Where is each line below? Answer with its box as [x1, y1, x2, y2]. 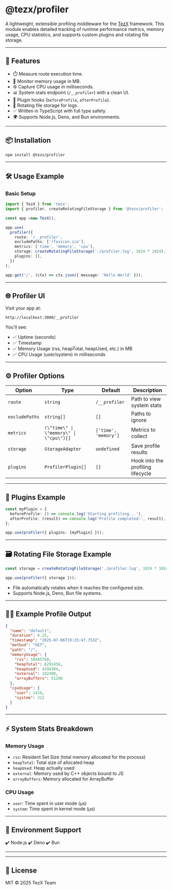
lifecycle [131, 470, 152, 477]
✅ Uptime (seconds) [12, 334, 56, 340]
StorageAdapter [44, 446, 81, 452]
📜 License [5, 866, 37, 875]
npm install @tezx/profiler [5, 152, 66, 157]
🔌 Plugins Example [5, 493, 66, 502]
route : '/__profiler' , [14, 234, 63, 240]
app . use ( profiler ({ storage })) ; [5, 575, 77, 580]
